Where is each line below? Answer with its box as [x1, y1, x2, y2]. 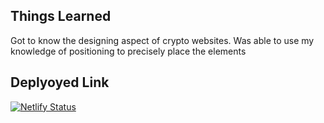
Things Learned [10, 8, 112, 25]
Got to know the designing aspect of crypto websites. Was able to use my [10, 34, 315, 46]
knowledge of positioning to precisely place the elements [10, 45, 247, 57]
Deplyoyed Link [10, 74, 110, 91]
